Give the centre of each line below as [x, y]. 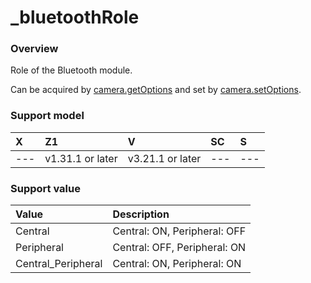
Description [141, 214]
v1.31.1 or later [81, 158]
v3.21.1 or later [164, 158]
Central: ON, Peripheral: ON [177, 264]
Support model [47, 116]
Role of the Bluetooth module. [71, 70]
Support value [45, 188]
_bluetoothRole [75, 17]
